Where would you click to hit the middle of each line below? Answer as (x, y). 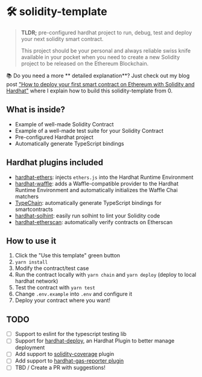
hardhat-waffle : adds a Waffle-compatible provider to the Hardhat (97, 183)
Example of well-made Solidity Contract (64, 124)
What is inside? (36, 110)
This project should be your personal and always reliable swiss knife (106, 50)
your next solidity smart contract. (62, 39)
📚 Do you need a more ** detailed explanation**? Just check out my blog (98, 76)
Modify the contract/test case (52, 268)
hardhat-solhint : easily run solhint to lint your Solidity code (87, 216)
